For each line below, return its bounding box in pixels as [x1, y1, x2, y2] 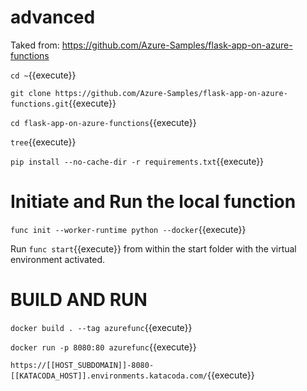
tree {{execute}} [10, 136, 77, 148]
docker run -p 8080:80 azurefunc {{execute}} [10, 341, 197, 353]
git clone [10, 88, 52, 98]
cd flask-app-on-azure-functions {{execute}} [10, 116, 197, 128]
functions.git [10, 99, 70, 109]
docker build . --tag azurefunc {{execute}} [10, 321, 193, 333]
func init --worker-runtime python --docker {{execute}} [10, 223, 247, 235]
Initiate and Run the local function [10, 191, 297, 213]
